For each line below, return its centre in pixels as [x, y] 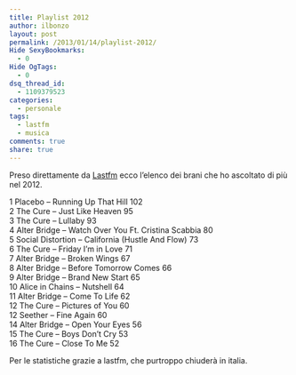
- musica [33, 133]
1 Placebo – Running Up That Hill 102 [76, 202]
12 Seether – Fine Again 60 [58, 315]
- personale [40, 108]
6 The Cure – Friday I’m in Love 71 [71, 249]
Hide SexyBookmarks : [48, 51]
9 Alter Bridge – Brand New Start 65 [75, 277]
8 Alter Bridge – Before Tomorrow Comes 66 [91, 267]
